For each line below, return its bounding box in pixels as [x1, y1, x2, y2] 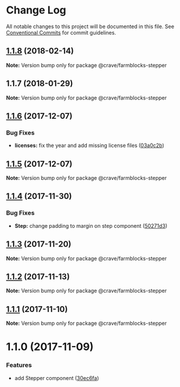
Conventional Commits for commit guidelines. [6, 29, 116, 36]
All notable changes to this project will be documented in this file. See [6, 23, 175, 30]
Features [6, 361, 32, 369]
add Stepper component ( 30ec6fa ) [14, 374, 100, 381]
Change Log [6, 4, 66, 17]
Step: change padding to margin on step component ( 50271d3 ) [14, 222, 168, 229]
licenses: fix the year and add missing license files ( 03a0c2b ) [14, 142, 165, 149]
